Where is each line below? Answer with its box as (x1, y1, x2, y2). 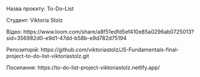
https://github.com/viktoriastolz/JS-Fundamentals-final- (40, 46, 179, 53)
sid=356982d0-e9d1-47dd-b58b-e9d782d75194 (6, 35, 127, 41)
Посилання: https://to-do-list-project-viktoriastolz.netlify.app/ (6, 64, 160, 71)
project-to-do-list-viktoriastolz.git (6, 53, 89, 59)
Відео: (6, 28, 22, 35)
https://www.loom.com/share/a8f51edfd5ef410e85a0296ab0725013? (23, 28, 194, 35)
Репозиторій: (6, 46, 40, 53)
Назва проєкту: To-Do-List (6, 5, 74, 12)
